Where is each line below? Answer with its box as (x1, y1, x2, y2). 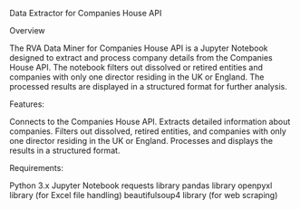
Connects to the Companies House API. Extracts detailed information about (9, 117, 291, 127)
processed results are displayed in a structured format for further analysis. (9, 81, 287, 91)
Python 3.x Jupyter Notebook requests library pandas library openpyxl (9, 180, 273, 191)
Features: (9, 99, 45, 109)
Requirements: (9, 163, 63, 173)
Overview (9, 25, 45, 35)
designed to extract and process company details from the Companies (9, 52, 274, 62)
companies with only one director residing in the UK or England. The (9, 71, 265, 82)
